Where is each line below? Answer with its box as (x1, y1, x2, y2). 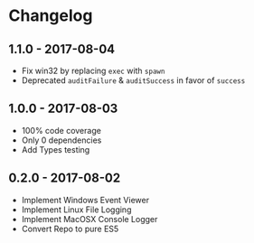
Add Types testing (21, 144, 90, 154)
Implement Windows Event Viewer (21, 194, 150, 205)
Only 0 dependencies (21, 135, 102, 145)
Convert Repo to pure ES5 (21, 223, 119, 234)
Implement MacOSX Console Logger (21, 213, 158, 224)
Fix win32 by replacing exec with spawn (21, 65, 165, 76)
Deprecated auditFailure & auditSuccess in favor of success (21, 75, 246, 86)
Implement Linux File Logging (21, 204, 132, 215)
